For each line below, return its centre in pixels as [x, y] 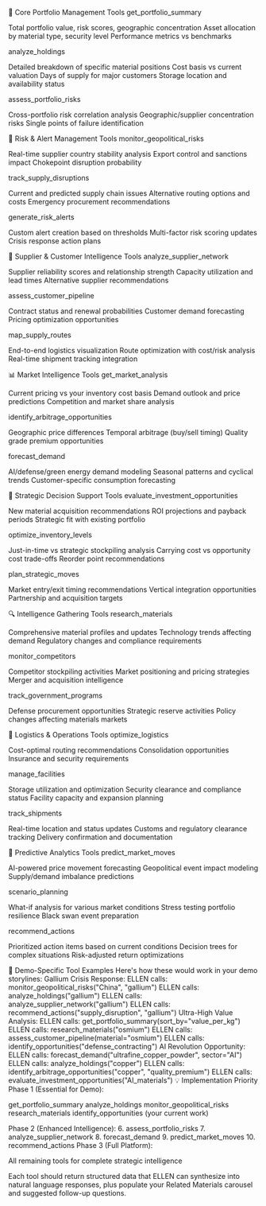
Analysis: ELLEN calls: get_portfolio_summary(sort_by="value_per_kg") [124, 1021]
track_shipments [35, 813]
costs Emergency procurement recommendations [89, 202]
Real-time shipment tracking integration [73, 359]
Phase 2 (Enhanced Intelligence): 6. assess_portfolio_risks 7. [107, 1128]
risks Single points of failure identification [76, 123]
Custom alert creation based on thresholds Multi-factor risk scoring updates [133, 232]
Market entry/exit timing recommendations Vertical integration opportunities [132, 589]
